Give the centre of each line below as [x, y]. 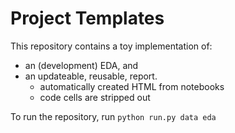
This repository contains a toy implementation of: [111, 46]
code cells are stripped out [95, 97]
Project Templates [87, 18]
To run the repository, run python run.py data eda [113, 116]
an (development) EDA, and [81, 65]
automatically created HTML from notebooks [132, 86]
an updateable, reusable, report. [91, 76]
